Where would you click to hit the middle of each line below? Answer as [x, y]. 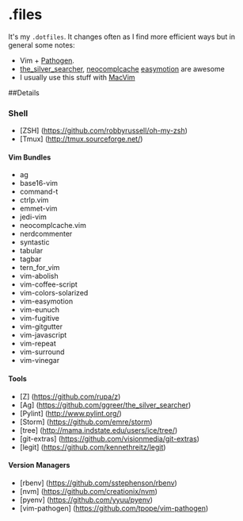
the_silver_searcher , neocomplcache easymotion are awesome [122, 68]
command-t [39, 191]
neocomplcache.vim [53, 226]
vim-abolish [39, 276]
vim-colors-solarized [54, 293]
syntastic [34, 242]
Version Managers [39, 465]
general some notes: [42, 44]
